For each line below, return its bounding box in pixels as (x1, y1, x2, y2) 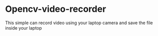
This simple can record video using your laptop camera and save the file (5, 20, 153, 26)
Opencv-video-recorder (5, 3, 106, 15)
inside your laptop (5, 25, 42, 31)
